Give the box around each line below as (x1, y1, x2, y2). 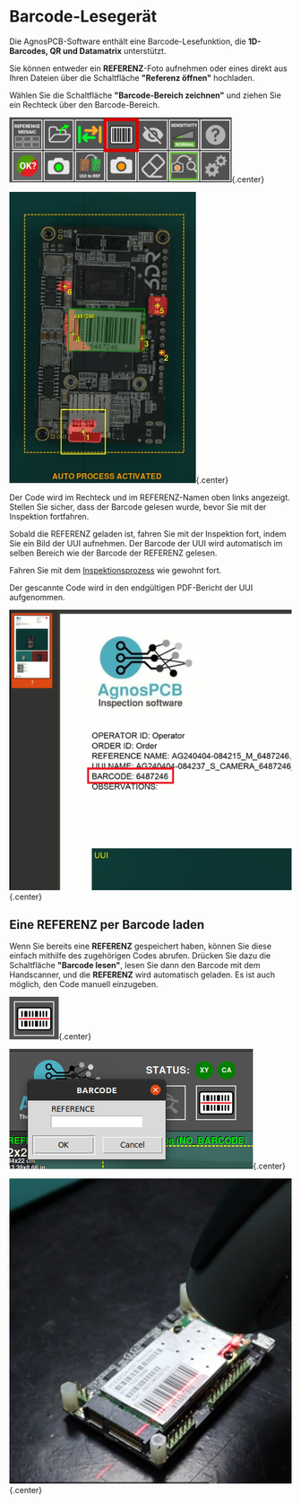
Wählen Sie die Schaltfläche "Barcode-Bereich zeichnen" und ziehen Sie (9, 90, 282, 101)
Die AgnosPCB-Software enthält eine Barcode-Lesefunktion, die (9, 36, 246, 47)
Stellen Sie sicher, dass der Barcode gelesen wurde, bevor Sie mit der (9, 501, 267, 512)
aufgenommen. (9, 591, 65, 602)
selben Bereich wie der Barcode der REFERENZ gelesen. (9, 547, 218, 558)
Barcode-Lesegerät (9, 6, 158, 27)
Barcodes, (9, 45, 48, 56)
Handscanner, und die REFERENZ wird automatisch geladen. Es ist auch (9, 969, 276, 980)
